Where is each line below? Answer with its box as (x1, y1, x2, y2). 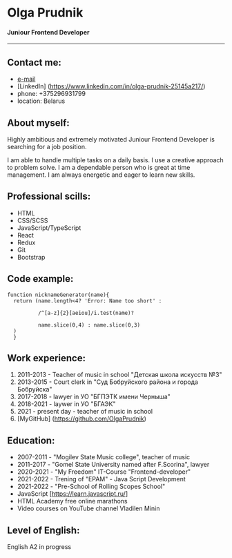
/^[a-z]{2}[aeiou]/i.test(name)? (37, 309, 135, 316)
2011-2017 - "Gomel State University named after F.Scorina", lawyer (17, 461, 210, 469)
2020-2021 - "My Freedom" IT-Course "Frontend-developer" (17, 468, 191, 476)
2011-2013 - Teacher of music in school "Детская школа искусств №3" (17, 371, 222, 379)
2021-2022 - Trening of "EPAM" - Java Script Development (17, 475, 186, 483)
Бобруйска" (17, 385, 52, 394)
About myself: (7, 117, 70, 128)
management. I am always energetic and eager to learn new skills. (7, 171, 195, 179)
